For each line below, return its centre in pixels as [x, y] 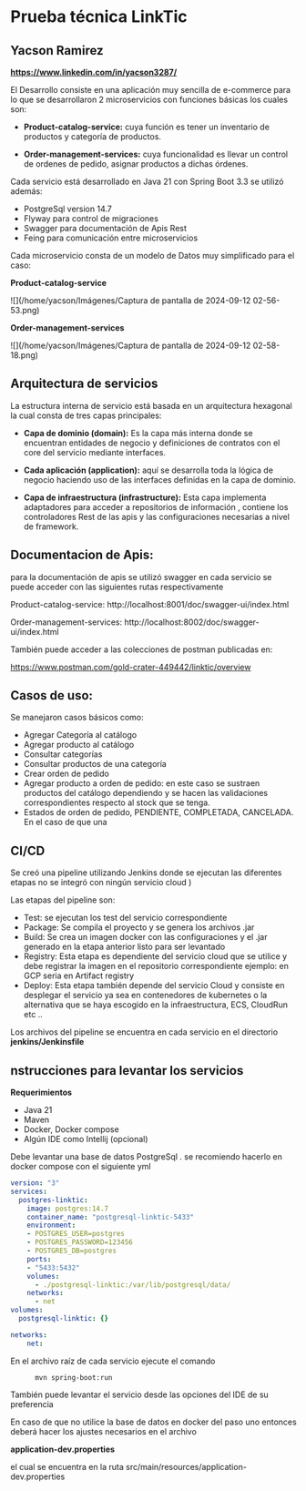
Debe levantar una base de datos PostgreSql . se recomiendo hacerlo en [147, 1157]
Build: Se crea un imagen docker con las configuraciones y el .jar [145, 937]
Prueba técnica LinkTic [99, 17]
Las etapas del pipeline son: [63, 900]
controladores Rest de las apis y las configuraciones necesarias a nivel [157, 516]
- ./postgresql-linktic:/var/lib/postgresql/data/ [133, 1285]
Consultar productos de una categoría [95, 764]
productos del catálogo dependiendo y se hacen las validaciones [145, 793]
